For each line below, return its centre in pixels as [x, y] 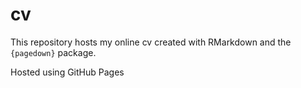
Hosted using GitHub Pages [67, 72]
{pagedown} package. [53, 52]
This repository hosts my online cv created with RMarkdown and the [151, 42]
